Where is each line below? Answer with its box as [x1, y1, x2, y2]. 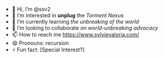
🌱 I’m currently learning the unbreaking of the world [11, 18, 139, 25]
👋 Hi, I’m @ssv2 [11, 6, 51, 12]
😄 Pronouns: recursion [11, 40, 69, 47]
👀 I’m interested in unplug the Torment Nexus [11, 12, 124, 19]
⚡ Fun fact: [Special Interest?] [11, 46, 85, 53]
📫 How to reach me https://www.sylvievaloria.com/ [11, 31, 139, 38]
